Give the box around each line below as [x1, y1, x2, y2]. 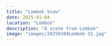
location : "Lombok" [6, 20, 56, 26]
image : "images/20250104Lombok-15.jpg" [6, 31, 107, 37]
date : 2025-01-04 [6, 14, 50, 20]
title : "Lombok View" [6, 8, 61, 15]
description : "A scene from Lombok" [6, 25, 99, 32]
